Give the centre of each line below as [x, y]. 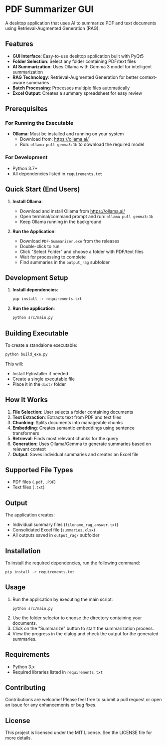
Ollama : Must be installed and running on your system [68, 134]
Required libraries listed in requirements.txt [58, 672]
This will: [14, 364]
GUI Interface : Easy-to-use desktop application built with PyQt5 [78, 56]
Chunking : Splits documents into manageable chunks [68, 422]
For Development [26, 157]
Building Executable [37, 333]
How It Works [27, 400]
